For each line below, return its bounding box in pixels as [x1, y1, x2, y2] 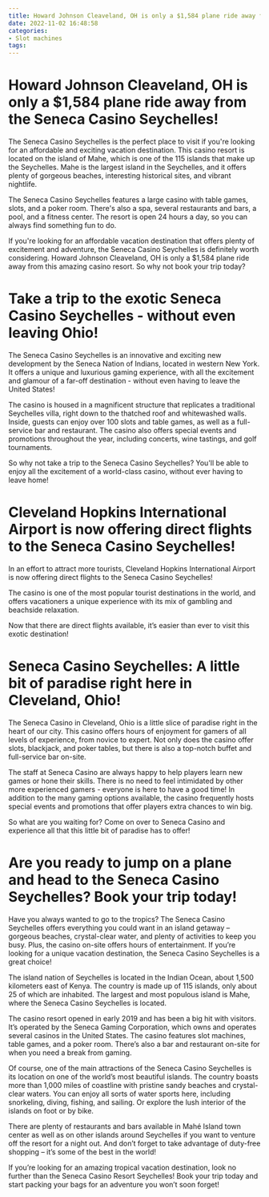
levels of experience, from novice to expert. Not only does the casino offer [8, 735, 254, 745]
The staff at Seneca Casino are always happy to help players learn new [8, 767, 243, 777]
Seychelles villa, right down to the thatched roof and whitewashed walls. [8, 408, 247, 418]
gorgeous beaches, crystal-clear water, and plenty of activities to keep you [8, 931, 256, 941]
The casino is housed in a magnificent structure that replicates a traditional [8, 400, 255, 409]
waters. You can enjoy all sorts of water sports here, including [26, 1089, 231, 1098]
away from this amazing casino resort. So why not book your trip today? [8, 262, 246, 271]
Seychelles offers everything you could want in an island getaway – [8, 923, 231, 932]
